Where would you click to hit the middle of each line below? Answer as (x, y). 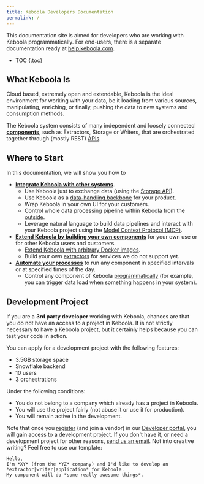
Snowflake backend (40, 366)
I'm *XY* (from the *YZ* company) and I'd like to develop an (87, 464)
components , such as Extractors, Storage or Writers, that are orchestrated (100, 132)
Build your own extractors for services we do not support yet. (102, 256)
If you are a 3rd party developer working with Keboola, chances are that (98, 316)
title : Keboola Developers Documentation (60, 12)
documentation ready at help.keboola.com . (61, 48)
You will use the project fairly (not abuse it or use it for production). (100, 409)
